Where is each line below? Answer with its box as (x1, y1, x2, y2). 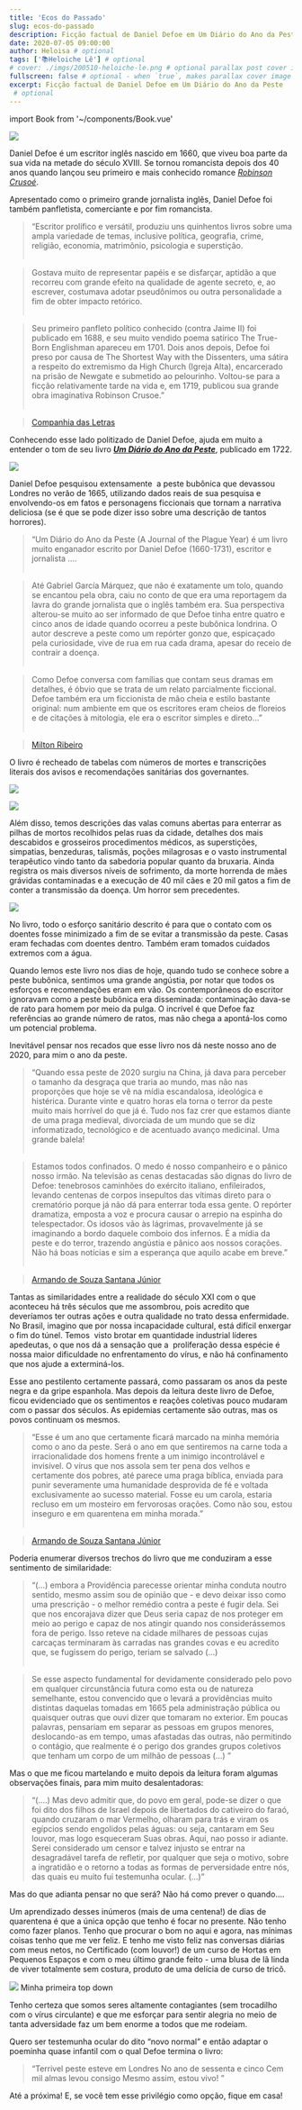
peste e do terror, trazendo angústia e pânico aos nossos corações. (31, 1237, 283, 1248)
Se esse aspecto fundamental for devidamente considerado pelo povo (31, 1673, 292, 1684)
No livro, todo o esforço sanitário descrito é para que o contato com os (9, 919, 272, 929)
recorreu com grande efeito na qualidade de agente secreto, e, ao (31, 276, 276, 287)
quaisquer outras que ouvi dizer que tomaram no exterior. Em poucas (31, 1712, 289, 1723)
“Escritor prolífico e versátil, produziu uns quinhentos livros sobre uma (31, 221, 292, 231)
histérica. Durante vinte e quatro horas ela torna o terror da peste (31, 1095, 273, 1106)
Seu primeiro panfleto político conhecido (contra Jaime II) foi (31, 322, 257, 333)
